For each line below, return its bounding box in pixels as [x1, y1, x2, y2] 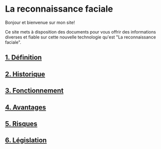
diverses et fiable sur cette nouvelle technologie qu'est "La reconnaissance [5, 34, 156, 40]
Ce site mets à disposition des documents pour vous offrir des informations [5, 29, 156, 35]
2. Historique [5, 70, 45, 78]
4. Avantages [5, 103, 46, 112]
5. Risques [5, 119, 37, 128]
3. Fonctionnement [5, 87, 64, 95]
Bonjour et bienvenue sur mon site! [5, 19, 75, 25]
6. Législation [5, 136, 47, 145]
